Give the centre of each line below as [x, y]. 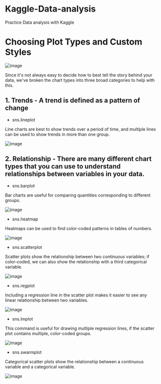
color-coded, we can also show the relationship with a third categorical [76, 261]
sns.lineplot [24, 120]
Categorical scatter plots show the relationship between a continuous [74, 361]
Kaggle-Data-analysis [50, 9]
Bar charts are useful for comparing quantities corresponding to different [78, 195]
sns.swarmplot [27, 352]
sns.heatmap [25, 219]
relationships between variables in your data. [75, 174]
